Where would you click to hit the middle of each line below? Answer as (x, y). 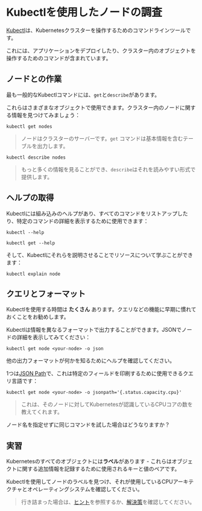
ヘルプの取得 (30, 198)
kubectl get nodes (29, 126)
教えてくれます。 (42, 412)
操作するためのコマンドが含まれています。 (59, 58)
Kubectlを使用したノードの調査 (84, 12)
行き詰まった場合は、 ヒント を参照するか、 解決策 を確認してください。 (108, 502)
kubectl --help (25, 232)
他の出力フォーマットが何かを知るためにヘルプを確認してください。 (91, 361)
